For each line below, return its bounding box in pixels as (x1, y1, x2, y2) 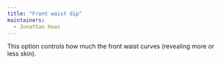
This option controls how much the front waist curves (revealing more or (7, 42, 215, 51)
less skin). (7, 49, 37, 58)
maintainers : (7, 17, 45, 24)
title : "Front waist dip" (7, 10, 82, 17)
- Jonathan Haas (13, 23, 60, 30)
